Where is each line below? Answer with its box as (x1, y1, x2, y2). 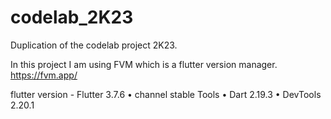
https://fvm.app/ (10, 69, 78, 81)
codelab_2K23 (10, 6, 134, 29)
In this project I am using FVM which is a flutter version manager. (10, 58, 278, 70)
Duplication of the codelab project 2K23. (10, 39, 178, 51)
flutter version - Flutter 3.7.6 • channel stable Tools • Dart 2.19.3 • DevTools (10, 88, 322, 100)
